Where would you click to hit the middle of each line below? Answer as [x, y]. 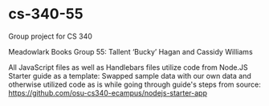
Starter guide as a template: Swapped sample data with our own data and [130, 75]
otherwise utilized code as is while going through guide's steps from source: [134, 84]
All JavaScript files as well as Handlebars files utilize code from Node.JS [128, 67]
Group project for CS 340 [50, 36]
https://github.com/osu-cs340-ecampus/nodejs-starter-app [108, 92]
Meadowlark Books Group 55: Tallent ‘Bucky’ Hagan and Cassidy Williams [130, 51]
